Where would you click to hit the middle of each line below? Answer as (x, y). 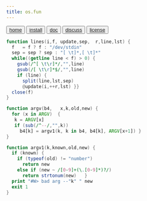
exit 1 (20, 187)
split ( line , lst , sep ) (48, 81)
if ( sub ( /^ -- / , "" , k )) (41, 125)
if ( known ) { (28, 153)
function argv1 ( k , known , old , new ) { (51, 148)
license (97, 30)
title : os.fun (24, 12)
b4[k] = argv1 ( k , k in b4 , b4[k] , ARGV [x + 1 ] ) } (80, 131)
